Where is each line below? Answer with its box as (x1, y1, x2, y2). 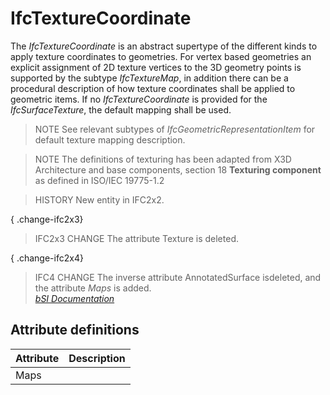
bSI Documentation (34, 292, 115, 304)
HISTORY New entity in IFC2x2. (34, 193, 165, 206)
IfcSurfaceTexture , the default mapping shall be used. (10, 103, 232, 116)
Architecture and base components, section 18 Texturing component (34, 163, 322, 176)
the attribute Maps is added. (34, 282, 152, 294)
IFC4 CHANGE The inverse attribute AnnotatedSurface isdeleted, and (34, 271, 322, 283)
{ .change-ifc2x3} (10, 213, 84, 225)
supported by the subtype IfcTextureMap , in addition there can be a (10, 72, 289, 84)
